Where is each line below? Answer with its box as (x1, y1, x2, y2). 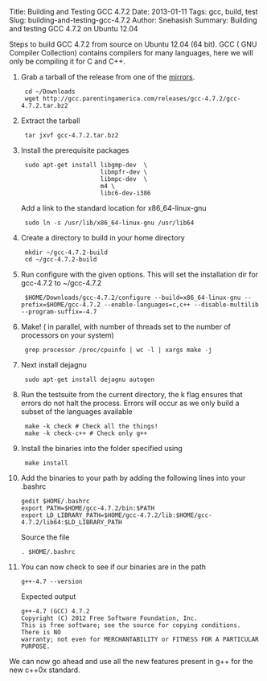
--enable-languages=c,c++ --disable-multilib (104, 301, 260, 309)
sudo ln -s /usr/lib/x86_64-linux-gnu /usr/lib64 (24, 219, 195, 227)
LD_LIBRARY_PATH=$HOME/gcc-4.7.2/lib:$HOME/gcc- (46, 511, 212, 519)
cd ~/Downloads (24, 88, 76, 96)
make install (24, 459, 68, 467)
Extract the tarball (20, 116, 80, 125)
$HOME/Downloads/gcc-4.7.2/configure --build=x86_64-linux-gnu (24, 293, 241, 302)
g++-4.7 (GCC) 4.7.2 (20, 607, 90, 615)
